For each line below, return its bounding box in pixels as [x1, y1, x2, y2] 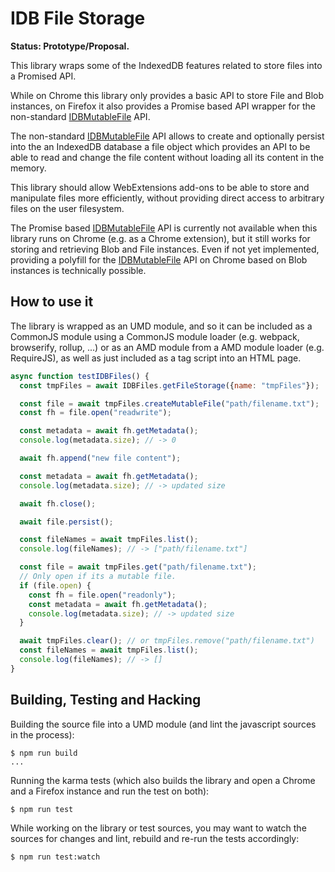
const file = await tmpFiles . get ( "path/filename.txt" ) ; [19, 562, 257, 572]
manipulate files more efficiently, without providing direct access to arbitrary [10, 192, 325, 204]
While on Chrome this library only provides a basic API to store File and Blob [10, 89, 325, 101]
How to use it [10, 293, 94, 311]
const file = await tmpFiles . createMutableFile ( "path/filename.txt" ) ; [19, 398, 320, 409]
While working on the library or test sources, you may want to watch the [10, 822, 307, 834]
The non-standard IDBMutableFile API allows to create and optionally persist [10, 130, 325, 142]
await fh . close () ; [19, 498, 97, 509]
